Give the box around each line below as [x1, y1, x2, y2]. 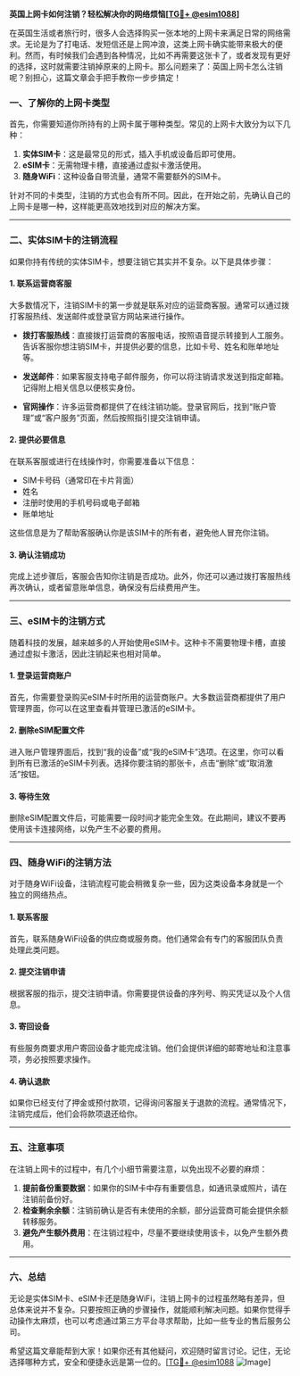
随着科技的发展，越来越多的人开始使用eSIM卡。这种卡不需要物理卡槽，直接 [9, 637, 287, 648]
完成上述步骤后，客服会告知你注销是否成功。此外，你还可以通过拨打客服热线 [9, 571, 291, 582]
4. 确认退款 [9, 1075, 51, 1087]
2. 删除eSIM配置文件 [9, 725, 85, 735]
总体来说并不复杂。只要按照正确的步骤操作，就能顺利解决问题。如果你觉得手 [9, 1304, 291, 1314]
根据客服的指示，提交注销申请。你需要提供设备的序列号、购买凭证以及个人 [9, 988, 283, 999]
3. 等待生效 [9, 791, 51, 801]
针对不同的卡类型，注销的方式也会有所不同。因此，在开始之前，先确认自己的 [9, 190, 291, 201]
